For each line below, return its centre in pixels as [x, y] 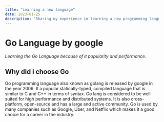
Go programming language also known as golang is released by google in [79, 83]
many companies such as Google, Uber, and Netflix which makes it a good [80, 109]
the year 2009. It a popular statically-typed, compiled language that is [75, 89]
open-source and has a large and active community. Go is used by [91, 104]
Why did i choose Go [37, 71]
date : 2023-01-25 [23, 14]
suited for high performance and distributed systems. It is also [68, 99]
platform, [14, 104]
